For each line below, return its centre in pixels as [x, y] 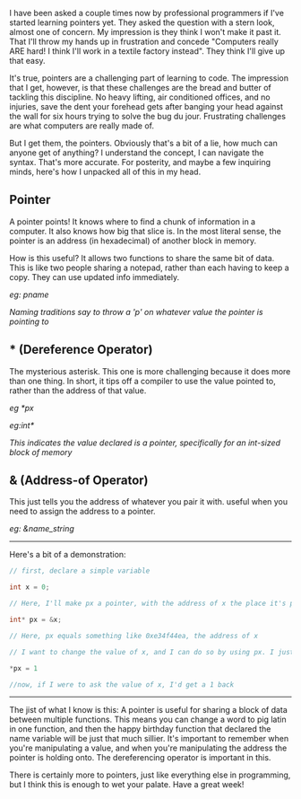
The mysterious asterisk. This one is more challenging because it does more [150, 371]
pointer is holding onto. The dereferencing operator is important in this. [140, 758]
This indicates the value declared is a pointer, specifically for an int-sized [145, 443]
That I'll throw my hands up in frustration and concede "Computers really [144, 41]
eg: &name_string [42, 529]
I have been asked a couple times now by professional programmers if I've [147, 13]
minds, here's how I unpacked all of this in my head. [105, 171]
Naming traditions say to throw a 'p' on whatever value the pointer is [136, 312]
